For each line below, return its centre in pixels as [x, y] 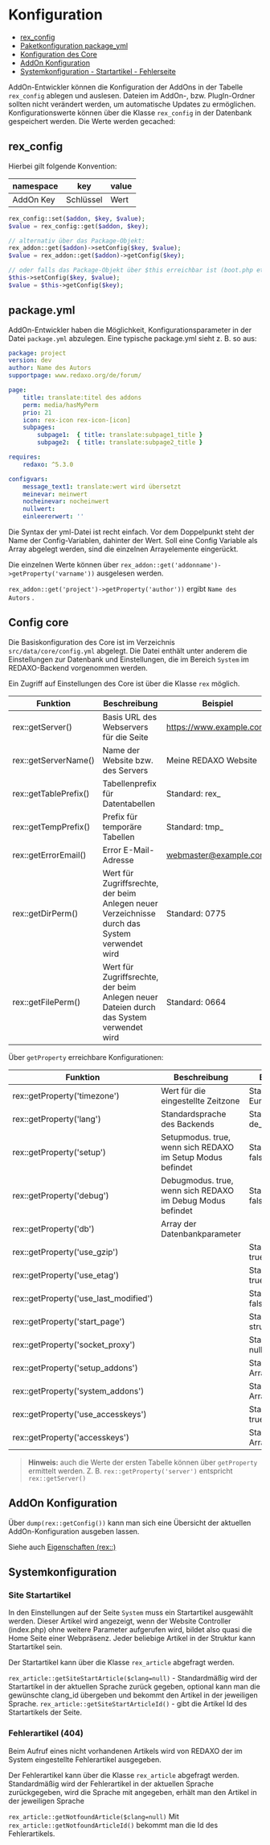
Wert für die [183, 1091]
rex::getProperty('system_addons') [78, 1390]
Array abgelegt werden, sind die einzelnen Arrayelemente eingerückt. [123, 549]
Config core [39, 623]
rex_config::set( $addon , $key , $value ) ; [77, 218]
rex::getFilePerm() [47, 1002]
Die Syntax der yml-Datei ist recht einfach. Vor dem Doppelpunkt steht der [131, 532]
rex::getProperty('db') [53, 1228]
